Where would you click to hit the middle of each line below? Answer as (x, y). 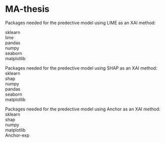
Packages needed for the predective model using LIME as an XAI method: (81, 23)
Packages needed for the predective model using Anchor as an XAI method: (83, 109)
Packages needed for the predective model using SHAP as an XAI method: (81, 68)
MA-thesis (27, 9)
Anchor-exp (17, 135)
